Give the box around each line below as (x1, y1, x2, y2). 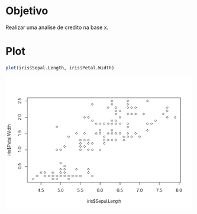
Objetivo (5, 4, 49, 18)
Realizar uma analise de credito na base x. (5, 24, 109, 31)
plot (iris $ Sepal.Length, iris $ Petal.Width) (5, 65, 115, 71)
